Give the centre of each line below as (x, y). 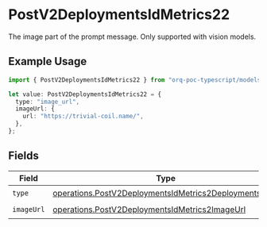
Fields (24, 156)
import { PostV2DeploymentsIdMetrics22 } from (87, 80)
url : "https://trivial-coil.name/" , (83, 117)
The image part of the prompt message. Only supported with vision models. (132, 37)
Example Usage (48, 62)
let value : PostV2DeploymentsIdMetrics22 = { (85, 94)
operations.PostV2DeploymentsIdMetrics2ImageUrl (149, 210)
